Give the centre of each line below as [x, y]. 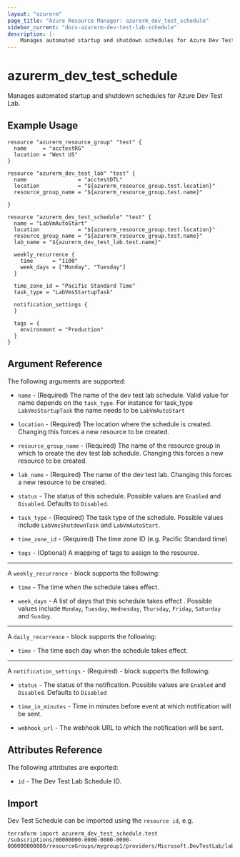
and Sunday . [35, 616]
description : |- [31, 34]
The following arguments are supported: [67, 381]
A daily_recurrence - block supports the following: [82, 636]
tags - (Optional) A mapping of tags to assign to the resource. [108, 552]
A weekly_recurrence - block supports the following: [84, 573]
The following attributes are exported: [63, 767]
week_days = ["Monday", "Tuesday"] [73, 267]
